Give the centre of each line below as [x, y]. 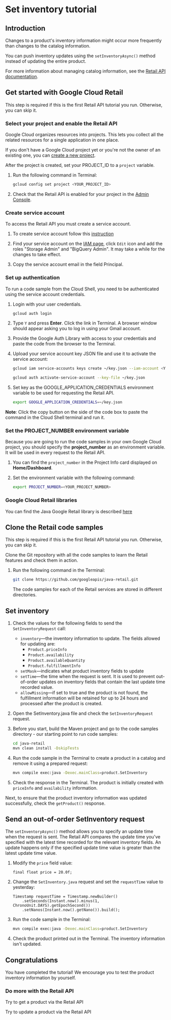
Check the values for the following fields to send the [67, 623]
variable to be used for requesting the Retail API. [63, 393]
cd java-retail [29, 743]
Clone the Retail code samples [54, 527]
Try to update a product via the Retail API [48, 1012]
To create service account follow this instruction [63, 234]
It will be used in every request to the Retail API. [55, 453]
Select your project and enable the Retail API [62, 123]
